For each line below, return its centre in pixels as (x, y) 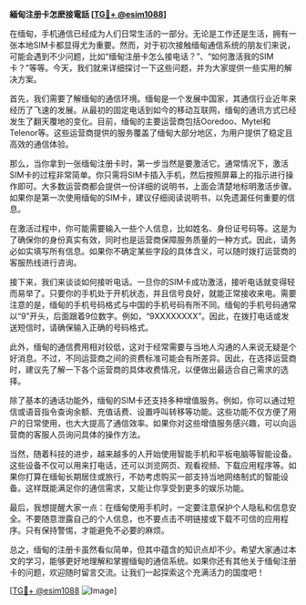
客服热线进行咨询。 (46, 262)
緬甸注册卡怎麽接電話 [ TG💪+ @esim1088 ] (88, 14)
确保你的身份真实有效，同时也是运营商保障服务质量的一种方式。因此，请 (153, 240)
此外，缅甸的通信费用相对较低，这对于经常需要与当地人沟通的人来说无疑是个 (153, 347)
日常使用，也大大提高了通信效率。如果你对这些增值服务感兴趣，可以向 (157, 423)
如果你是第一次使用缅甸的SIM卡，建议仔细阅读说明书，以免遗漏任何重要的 (148, 198)
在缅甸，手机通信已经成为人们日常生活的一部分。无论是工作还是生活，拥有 (149, 34)
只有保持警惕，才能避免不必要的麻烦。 (97, 530)
